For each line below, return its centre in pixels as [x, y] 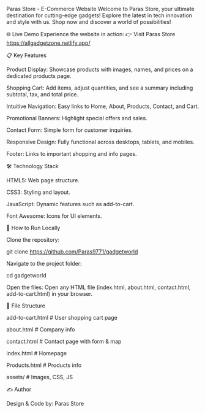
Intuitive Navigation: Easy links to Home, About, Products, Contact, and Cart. [103, 106]
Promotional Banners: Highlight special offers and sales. [77, 118]
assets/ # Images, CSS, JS [40, 377]
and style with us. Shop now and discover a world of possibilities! [89, 22]
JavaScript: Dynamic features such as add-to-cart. [70, 204]
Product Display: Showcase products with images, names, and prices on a [100, 69]
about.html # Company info [41, 330]
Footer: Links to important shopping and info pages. [72, 154]
